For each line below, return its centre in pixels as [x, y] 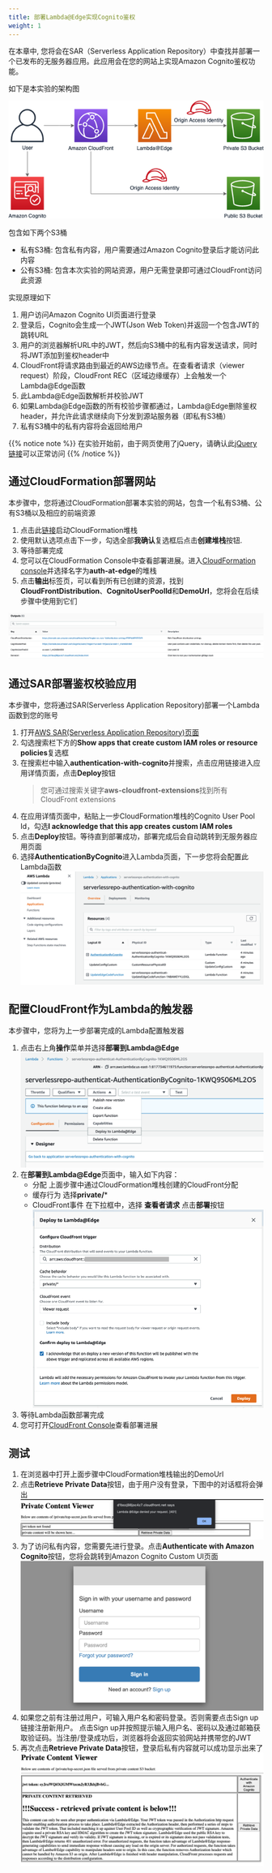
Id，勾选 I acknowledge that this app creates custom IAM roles [126, 826]
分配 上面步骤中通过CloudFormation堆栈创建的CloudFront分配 [135, 1185]
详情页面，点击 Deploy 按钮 [71, 773]
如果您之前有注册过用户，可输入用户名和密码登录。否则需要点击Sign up [139, 1717]
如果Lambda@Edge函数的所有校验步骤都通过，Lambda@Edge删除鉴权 [138, 406]
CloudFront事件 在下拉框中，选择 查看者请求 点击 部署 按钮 [128, 1205]
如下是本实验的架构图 [44, 88]
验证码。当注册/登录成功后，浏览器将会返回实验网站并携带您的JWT [139, 1738]
